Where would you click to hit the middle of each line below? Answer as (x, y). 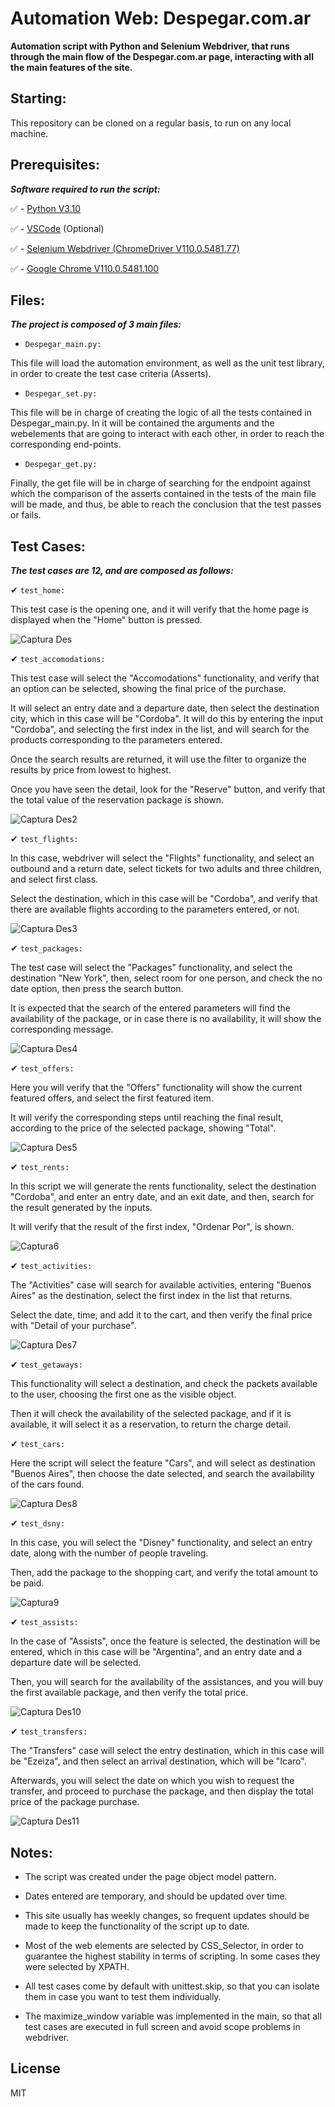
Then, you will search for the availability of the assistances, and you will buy (167, 1682)
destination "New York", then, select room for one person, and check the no (166, 978)
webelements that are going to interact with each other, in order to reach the (167, 434)
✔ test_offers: (42, 1068)
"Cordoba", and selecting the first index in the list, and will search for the (160, 729)
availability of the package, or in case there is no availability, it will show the (166, 1019)
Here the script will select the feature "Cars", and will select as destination (163, 1463)
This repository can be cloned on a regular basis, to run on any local (151, 123)
